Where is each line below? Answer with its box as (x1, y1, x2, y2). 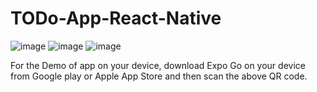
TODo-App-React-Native (10, 7, 222, 30)
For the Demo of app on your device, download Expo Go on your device (10, 59, 306, 71)
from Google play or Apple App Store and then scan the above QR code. (10, 70, 308, 82)
